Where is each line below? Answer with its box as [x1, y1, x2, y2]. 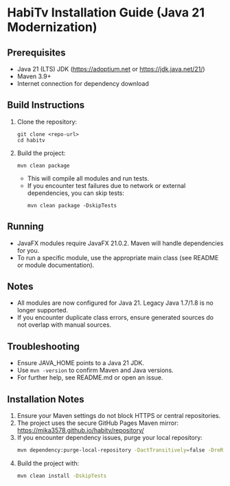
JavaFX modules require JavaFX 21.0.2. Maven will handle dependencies [16, 239, 224, 247]
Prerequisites [7, 47, 66, 58]
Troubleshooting [7, 340, 80, 352]
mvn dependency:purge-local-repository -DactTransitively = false [16, 447, 205, 454]
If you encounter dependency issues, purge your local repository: [16, 434, 203, 442]
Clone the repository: [16, 117, 78, 126]
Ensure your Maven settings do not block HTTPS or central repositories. [16, 412, 221, 420]
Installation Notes [7, 393, 84, 405]
